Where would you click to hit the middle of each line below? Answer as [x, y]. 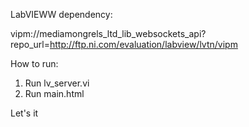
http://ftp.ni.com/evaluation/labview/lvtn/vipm [143, 44]
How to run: [34, 63]
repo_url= [30, 44]
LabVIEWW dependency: [61, 14]
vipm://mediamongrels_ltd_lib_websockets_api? [108, 33]
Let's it [24, 113]
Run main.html [54, 93]
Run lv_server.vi [57, 83]
